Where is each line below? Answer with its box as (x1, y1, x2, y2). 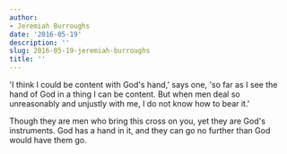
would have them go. (9, 135, 87, 145)
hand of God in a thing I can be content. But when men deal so (9, 89, 240, 99)
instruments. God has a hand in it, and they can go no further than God (9, 125, 271, 135)
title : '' (9, 55, 47, 64)
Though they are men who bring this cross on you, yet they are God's (9, 115, 266, 126)
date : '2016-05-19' (9, 30, 83, 38)
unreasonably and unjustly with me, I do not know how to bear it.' (9, 98, 250, 108)
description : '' (9, 38, 70, 47)
